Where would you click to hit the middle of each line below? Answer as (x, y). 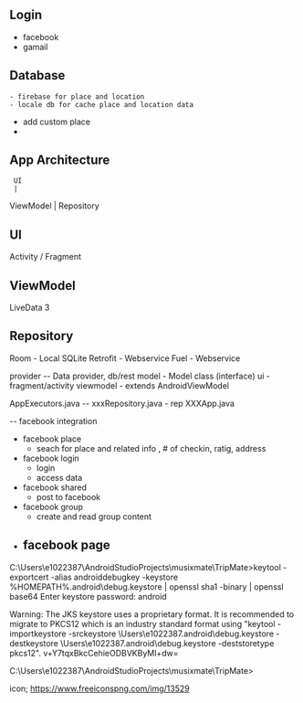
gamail (35, 47)
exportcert (29, 577)
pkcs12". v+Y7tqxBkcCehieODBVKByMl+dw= (94, 653)
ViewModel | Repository (55, 206)
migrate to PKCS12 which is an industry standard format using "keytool (142, 623)
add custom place (57, 122)
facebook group (53, 506)
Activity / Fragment (46, 257)
